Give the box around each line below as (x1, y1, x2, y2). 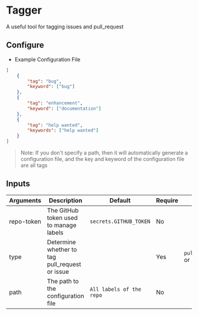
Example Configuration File (14, 55, 81, 63)
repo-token (9, 217, 41, 225)
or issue (47, 267, 70, 275)
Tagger (6, 4, 42, 17)
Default (109, 196, 131, 204)
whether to (47, 245, 77, 254)
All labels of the (90, 286, 141, 293)
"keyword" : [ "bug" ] (27, 84, 75, 90)
